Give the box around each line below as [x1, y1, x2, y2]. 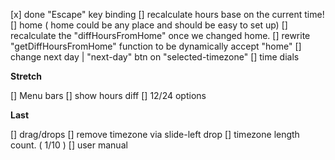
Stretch [10, 70, 42, 82]
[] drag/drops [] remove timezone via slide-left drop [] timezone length [10, 129, 300, 140]
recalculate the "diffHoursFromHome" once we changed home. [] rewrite [10, 30, 311, 41]
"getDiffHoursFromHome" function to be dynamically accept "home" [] [10, 40, 302, 52]
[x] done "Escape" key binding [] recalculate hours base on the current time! [10, 9, 325, 20]
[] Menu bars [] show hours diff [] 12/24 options [10, 90, 207, 101]
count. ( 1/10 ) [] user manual [10, 139, 128, 151]
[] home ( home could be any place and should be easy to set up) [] [10, 19, 288, 31]
